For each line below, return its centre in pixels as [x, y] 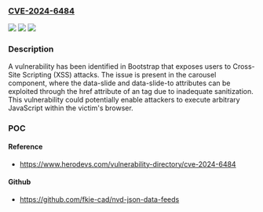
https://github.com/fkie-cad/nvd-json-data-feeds [99, 199]
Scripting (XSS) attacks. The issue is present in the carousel [119, 74]
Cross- [244, 66]
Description [31, 49]
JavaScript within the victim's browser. [71, 108]
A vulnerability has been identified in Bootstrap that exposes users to [120, 66]
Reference [26, 147]
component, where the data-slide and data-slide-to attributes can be [119, 83]
